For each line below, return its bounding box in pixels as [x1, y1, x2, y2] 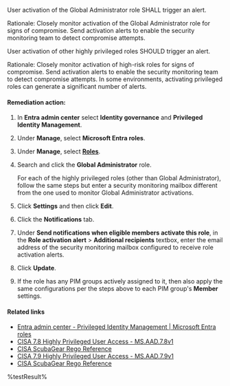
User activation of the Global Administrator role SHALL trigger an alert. [7, 6, 207, 14]
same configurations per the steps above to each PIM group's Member [16, 285, 218, 293]
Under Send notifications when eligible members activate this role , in [16, 228, 218, 237]
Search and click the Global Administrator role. [16, 161, 152, 169]
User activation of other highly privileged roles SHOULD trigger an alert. [7, 47, 211, 55]
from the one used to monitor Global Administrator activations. [16, 189, 194, 197]
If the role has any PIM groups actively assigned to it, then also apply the [16, 277, 223, 286]
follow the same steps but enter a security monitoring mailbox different [16, 182, 218, 190]
